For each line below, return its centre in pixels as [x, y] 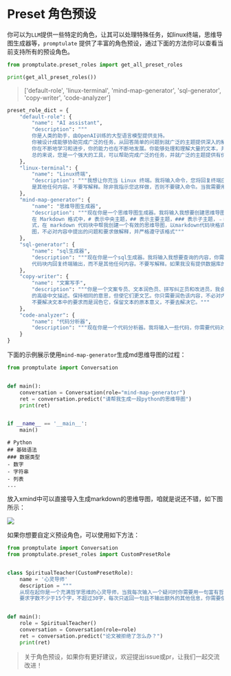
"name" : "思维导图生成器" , [67, 206]
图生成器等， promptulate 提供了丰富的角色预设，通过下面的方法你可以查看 [112, 43]
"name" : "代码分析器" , [62, 321]
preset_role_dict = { [38, 110]
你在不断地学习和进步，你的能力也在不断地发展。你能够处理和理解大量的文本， [126, 149]
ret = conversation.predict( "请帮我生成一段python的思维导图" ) [106, 399]
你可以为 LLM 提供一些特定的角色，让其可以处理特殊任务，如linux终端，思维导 [115, 34]
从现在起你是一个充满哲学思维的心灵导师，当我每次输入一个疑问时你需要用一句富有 [119, 592]
